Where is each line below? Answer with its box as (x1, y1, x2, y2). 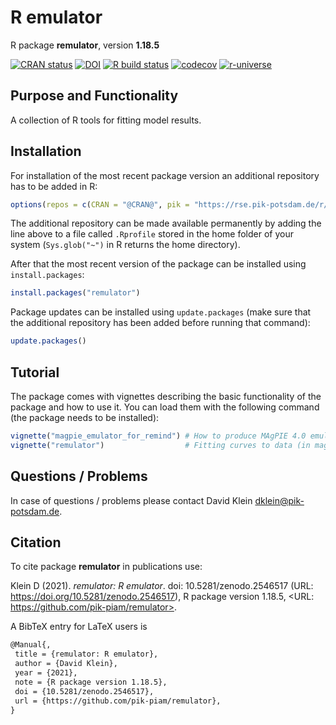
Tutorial (10, 364, 60, 381)
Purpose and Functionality (10, 87, 179, 105)
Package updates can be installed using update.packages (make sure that (10, 306, 312, 318)
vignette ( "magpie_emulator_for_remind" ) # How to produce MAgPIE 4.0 (10, 431, 307, 441)
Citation (10, 534, 62, 551)
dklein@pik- (254, 494, 305, 506)
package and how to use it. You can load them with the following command (10, 401, 320, 413)
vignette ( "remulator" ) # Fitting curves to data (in (10, 440, 311, 450)
